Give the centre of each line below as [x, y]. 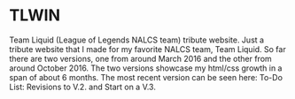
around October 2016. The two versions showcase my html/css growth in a [146, 68]
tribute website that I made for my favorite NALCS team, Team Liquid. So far [147, 49]
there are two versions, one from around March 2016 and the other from [140, 58]
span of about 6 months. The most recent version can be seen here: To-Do [146, 77]
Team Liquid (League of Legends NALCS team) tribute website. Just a [136, 40]
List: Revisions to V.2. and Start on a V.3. [83, 87]
